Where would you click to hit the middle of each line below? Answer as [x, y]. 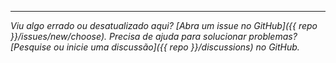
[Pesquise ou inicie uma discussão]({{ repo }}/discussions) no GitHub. [155, 47]
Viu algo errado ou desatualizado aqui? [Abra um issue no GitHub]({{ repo [164, 25]
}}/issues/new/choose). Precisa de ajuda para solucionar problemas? [154, 36]
